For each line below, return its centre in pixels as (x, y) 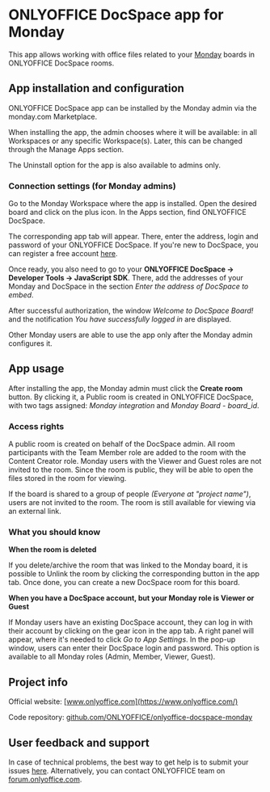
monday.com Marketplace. (53, 116)
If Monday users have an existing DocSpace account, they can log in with (131, 622)
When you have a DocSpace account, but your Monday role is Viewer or (131, 598)
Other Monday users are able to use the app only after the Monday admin (131, 335)
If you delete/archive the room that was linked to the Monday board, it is (128, 565)
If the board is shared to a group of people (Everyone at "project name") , (130, 494)
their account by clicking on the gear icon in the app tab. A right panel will (131, 631)
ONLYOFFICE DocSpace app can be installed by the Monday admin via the (133, 107)
